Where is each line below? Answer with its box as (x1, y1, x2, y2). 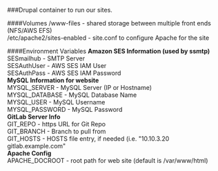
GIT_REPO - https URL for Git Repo (7, 120, 106, 128)
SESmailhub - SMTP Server (7, 54, 85, 62)
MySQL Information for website (7, 76, 99, 84)
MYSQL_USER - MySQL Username (7, 98, 106, 106)
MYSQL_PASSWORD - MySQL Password (7, 106, 123, 113)
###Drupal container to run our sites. (7, 6, 112, 14)
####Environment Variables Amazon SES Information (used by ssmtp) (7, 47, 210, 55)
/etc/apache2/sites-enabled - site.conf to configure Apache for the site (7, 34, 210, 42)
